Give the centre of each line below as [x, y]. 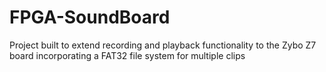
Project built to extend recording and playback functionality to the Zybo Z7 [163, 45]
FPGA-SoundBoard [90, 17]
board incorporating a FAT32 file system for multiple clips [127, 55]
